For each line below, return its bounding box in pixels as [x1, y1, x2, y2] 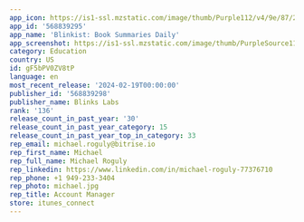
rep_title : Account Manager [9, 190, 116, 199]
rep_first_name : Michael [9, 148, 103, 157]
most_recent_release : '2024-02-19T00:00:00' [9, 81, 180, 90]
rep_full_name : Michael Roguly [9, 156, 128, 166]
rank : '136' [9, 106, 54, 115]
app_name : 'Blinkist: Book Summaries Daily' [9, 30, 180, 39]
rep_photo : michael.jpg [9, 182, 100, 191]
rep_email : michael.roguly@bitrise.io [9, 140, 156, 149]
